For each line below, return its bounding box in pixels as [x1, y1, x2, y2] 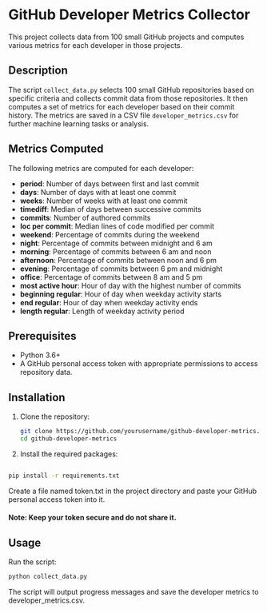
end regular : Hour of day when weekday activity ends [19, 297, 198, 307]
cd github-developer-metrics [19, 435, 118, 443]
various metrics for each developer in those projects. [8, 40, 183, 50]
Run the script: [8, 557, 57, 567]
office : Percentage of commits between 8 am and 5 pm [19, 272, 203, 281]
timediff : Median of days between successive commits [19, 204, 201, 213]
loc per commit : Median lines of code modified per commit [19, 221, 214, 231]
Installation [8, 390, 66, 404]
